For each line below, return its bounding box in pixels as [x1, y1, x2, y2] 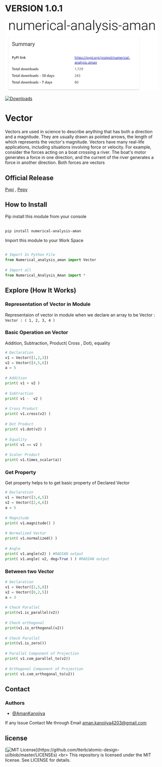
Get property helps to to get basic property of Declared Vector [5, 480, 130, 486]
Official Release [5, 174, 54, 182]
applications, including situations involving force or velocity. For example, [5, 144, 152, 150]
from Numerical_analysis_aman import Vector [5, 257, 97, 262]
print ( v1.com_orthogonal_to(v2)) [5, 671, 75, 676]
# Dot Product [5, 422, 34, 427]
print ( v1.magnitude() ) [5, 521, 55, 526]
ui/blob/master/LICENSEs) [5, 752, 57, 758]
